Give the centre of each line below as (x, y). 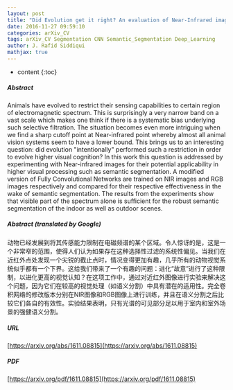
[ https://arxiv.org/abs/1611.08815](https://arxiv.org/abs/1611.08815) (102, 345)
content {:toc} (37, 72)
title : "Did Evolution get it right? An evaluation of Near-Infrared (110, 20)
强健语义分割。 (41, 312)
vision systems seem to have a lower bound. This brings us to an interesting (115, 142)
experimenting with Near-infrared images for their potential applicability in (113, 164)
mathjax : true (28, 53)
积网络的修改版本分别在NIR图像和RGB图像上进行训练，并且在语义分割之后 (113, 294)
